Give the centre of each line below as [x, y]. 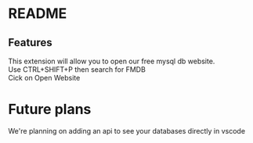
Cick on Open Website [44, 78]
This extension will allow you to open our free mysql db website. [112, 61]
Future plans [50, 109]
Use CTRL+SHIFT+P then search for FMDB [77, 70]
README [38, 14]
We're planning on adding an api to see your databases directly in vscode [127, 130]
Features [30, 43]
